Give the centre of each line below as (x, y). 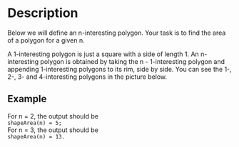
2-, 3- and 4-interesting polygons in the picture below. (87, 77)
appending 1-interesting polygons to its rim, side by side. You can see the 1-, (119, 69)
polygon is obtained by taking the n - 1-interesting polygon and (133, 61)
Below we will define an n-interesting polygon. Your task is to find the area (117, 33)
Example (27, 99)
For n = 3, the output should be (53, 130)
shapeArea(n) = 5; (35, 123)
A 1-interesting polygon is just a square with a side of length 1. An (103, 54)
